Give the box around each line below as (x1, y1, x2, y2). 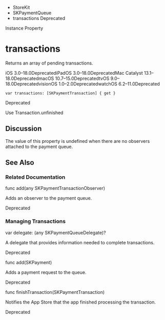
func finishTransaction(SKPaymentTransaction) (5, 289, 105, 295)
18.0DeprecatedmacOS (5, 75, 54, 81)
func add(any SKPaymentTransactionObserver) (5, 185, 106, 191)
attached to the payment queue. (5, 143, 73, 150)
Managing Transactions (5, 218, 66, 225)
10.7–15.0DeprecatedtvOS (55, 75, 110, 81)
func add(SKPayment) (5, 259, 52, 265)
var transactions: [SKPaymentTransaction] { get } (5, 91, 116, 96)
